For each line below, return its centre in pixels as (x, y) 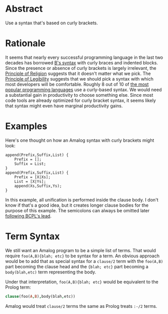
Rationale (25, 43)
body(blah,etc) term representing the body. (51, 272)
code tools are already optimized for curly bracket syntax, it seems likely (81, 100)
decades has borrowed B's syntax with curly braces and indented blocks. (81, 63)
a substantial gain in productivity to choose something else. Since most (79, 95)
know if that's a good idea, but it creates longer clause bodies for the (77, 205)
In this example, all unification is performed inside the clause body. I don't (82, 200)
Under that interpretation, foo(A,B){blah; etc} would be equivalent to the (82, 282)
